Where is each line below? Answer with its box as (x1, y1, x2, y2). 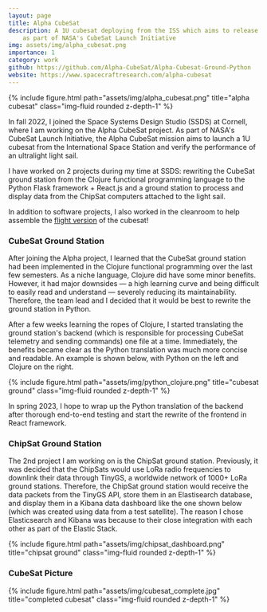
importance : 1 (8, 49, 56, 57)
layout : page (8, 11, 52, 20)
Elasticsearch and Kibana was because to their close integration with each (8, 516, 253, 525)
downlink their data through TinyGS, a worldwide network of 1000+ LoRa (8, 473, 248, 483)
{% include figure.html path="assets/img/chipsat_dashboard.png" (8, 539, 226, 549)
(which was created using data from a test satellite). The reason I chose (8, 507, 244, 516)
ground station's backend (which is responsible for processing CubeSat (8, 328, 245, 337)
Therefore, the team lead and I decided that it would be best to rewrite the (8, 296, 251, 305)
